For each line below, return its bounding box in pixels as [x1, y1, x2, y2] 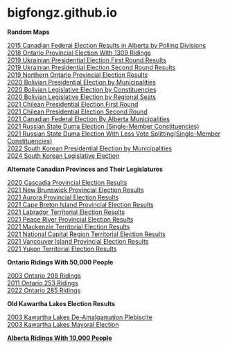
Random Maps [7, 28, 50, 36]
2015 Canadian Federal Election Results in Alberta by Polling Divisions [7, 41, 207, 49]
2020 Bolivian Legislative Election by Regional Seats [7, 92, 157, 101]
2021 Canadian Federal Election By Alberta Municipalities [7, 114, 170, 123]
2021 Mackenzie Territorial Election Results [7, 222, 130, 231]
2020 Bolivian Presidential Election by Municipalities [7, 78, 156, 86]
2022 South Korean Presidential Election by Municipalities [7, 144, 173, 152]
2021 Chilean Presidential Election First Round [7, 100, 139, 108]
